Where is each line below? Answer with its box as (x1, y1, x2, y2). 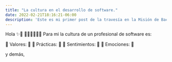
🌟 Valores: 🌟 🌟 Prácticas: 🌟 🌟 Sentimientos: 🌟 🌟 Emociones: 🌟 (5, 42, 134, 48)
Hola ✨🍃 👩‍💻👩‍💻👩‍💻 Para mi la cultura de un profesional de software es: (5, 31, 152, 37)
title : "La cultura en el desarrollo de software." (5, 7, 118, 13)
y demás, (5, 51, 25, 57)
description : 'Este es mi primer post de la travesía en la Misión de (5, 17, 159, 22)
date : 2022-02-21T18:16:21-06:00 (5, 12, 77, 17)
